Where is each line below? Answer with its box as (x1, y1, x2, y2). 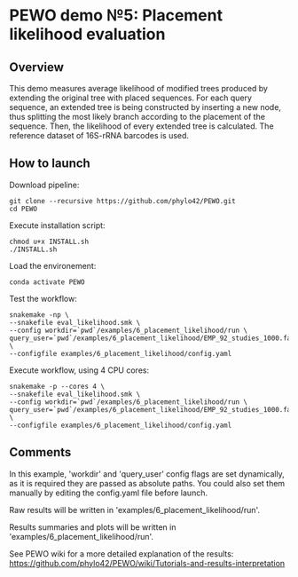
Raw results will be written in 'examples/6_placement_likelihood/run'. (9, 504, 260, 515)
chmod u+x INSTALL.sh (9, 237, 90, 246)
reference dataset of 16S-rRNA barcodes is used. (9, 130, 189, 140)
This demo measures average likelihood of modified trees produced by (9, 83, 269, 93)
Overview (9, 59, 65, 75)
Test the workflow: (9, 293, 77, 304)
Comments (9, 445, 72, 460)
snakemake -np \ (9, 310, 69, 320)
